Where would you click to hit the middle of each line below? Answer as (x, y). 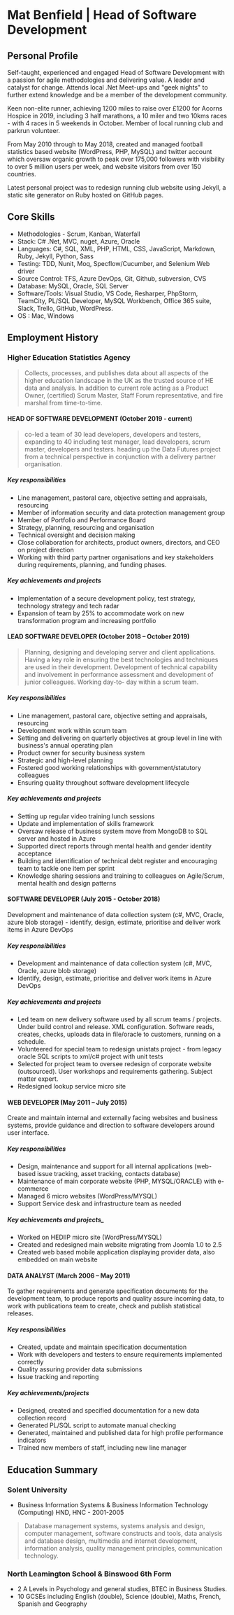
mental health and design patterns (67, 883)
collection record (42, 1418)
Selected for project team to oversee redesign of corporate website (114, 1063)
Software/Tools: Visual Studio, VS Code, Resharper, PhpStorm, (108, 293)
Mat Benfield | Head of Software (102, 15)
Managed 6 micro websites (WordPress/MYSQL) (87, 1196)
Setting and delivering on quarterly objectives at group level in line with (119, 738)
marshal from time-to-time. (63, 403)
